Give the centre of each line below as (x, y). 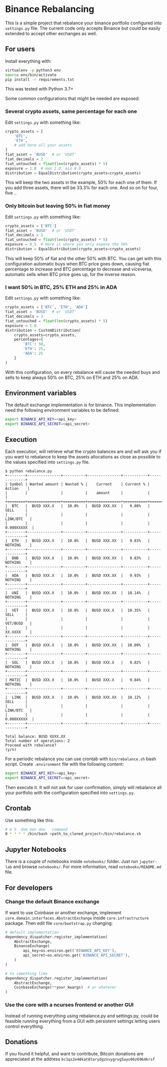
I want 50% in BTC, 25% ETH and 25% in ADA (61, 287)
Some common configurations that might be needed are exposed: (73, 98)
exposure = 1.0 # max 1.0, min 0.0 (43, 168)
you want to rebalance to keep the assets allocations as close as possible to (83, 457)
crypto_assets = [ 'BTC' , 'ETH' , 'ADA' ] (46, 307)
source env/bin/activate (31, 75)
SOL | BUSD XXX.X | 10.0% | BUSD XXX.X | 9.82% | (81, 663)
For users (20, 49)
